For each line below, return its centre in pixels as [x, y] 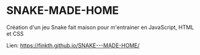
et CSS [15, 33]
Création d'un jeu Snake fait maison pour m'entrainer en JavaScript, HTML [100, 27]
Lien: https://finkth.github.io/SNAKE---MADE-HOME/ [73, 45]
